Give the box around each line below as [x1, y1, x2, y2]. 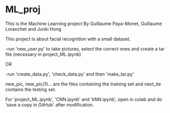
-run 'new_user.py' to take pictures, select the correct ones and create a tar [5, 46, 165, 52]
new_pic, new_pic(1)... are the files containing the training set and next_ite [5, 81, 161, 87]
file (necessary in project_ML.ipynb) [5, 51, 81, 57]
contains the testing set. [5, 86, 56, 93]
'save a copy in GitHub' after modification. [5, 101, 94, 108]
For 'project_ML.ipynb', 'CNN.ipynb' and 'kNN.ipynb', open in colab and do [5, 96, 162, 102]
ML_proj [5, 4, 41, 15]
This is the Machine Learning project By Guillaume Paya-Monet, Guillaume [5, 20, 162, 27]
